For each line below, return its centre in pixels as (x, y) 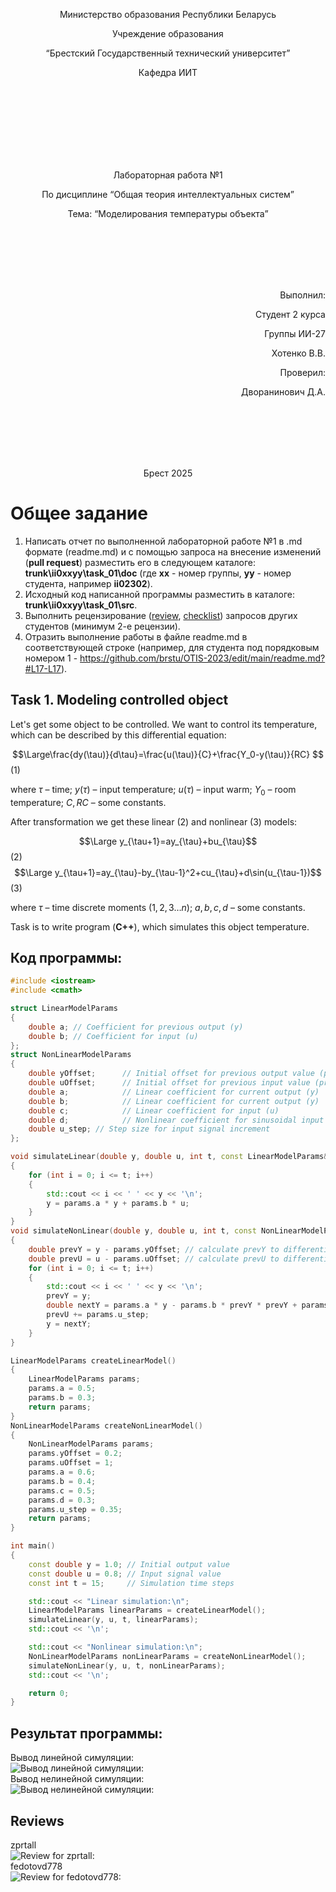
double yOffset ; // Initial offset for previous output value (171, 1074)
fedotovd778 (36, 1866)
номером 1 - (51, 658)
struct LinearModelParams (64, 1009)
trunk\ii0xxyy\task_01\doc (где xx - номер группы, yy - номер (158, 573)
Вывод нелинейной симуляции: (77, 1779)
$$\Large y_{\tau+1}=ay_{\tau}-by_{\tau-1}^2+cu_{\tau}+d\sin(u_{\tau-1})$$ (168, 872)
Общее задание (79, 513)
